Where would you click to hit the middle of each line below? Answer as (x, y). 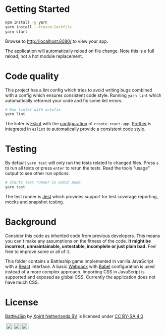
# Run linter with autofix (33, 110)
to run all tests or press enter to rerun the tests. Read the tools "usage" (78, 168)
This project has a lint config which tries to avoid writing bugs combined (79, 90)
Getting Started (38, 9)
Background (31, 222)
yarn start (16, 32)
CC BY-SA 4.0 (129, 316)
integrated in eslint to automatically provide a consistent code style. (75, 129)
